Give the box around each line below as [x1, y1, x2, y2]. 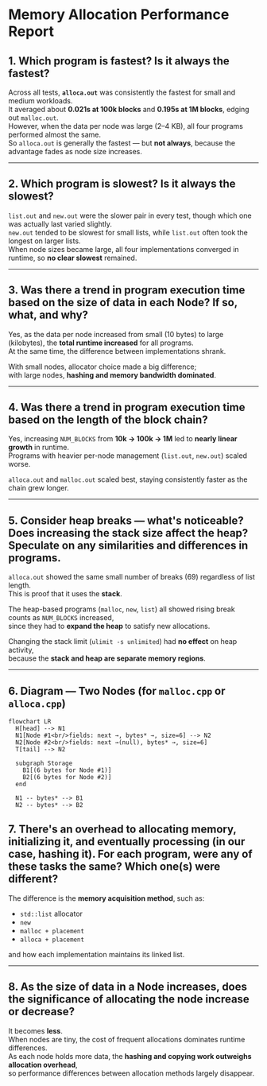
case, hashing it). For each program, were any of [8, 847, 253, 861]
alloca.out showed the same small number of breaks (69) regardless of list [8, 572, 256, 582]
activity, [8, 646, 34, 655]
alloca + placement [19, 936, 85, 944]
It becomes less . [8, 1026, 64, 1035]
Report [8, 22, 54, 41]
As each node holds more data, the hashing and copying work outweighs [8, 1051, 252, 1061]
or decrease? [8, 1005, 75, 1018]
